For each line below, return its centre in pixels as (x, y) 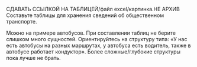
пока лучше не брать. (33, 58)
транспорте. (22, 21)
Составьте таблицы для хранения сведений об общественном (85, 15)
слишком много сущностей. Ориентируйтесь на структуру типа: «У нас (97, 39)
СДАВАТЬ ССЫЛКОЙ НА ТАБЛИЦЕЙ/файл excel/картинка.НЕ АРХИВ (93, 9)
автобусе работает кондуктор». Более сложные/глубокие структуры (93, 52)
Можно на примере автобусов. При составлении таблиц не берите (91, 33)
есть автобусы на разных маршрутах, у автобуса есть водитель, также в (98, 45)
